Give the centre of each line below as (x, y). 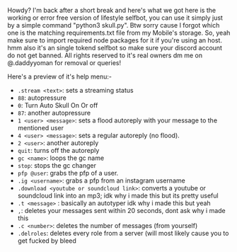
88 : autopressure (42, 98)
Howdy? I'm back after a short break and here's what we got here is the (112, 10)
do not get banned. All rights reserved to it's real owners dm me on (105, 55)
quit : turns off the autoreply (58, 150)
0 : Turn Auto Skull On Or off (58, 105)
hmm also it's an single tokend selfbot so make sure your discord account (115, 48)
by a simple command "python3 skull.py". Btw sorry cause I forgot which (114, 25)
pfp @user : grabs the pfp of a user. (68, 173)
